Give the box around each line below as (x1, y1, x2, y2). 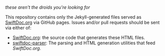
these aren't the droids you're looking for (5, 5, 91, 10)
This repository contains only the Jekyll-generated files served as (5, 14, 142, 20)
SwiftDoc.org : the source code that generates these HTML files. (12, 35, 145, 40)
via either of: (5, 25, 32, 31)
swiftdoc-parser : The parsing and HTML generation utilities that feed (12, 40, 155, 46)
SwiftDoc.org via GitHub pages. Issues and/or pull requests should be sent (5, 20, 160, 25)
